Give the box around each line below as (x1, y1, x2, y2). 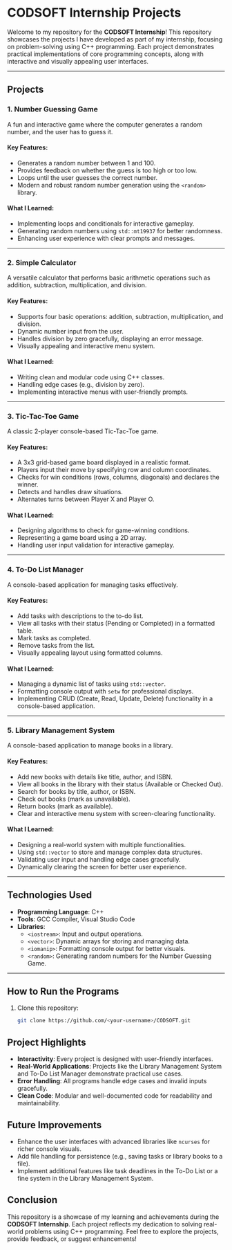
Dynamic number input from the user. (17, 327, 124, 335)
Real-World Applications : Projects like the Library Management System (17, 1062, 222, 1071)
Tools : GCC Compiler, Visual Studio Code (17, 915, 135, 923)
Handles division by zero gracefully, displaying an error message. (17, 334, 204, 343)
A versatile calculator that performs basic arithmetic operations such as (7, 273, 211, 282)
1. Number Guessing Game (7, 105, 98, 114)
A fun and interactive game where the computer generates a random (7, 120, 202, 129)
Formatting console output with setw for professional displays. (17, 687, 194, 696)
